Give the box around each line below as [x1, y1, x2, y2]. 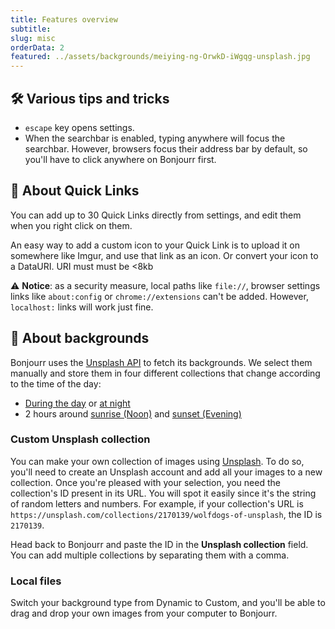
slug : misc [10, 33, 56, 43]
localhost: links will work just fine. [10, 301, 154, 313]
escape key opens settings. [24, 121, 135, 133]
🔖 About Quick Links [10, 182, 140, 200]
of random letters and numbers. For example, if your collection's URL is [10, 497, 304, 510]
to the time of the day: [10, 377, 102, 390]
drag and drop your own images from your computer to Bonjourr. [10, 607, 278, 620]
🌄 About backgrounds [10, 330, 150, 347]
